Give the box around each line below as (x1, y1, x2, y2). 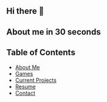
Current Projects (15, 76, 57, 84)
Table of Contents (6, 47, 76, 58)
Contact (15, 89, 35, 97)
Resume (15, 83, 36, 90)
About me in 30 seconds (6, 27, 102, 37)
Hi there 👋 (6, 6, 44, 16)
